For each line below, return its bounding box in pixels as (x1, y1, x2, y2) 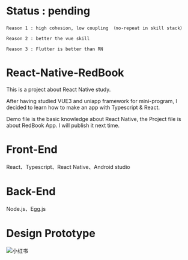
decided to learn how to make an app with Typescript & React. (6, 104, 160, 111)
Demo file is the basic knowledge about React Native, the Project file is (6, 115, 181, 122)
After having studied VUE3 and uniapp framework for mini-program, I (6, 97, 177, 104)
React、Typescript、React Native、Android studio (6, 163, 130, 170)
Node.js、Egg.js (6, 205, 46, 212)
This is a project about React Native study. (6, 86, 111, 93)
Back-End (6, 185, 56, 198)
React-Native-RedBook (6, 66, 124, 80)
